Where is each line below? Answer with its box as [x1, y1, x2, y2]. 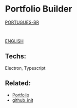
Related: [5, 79, 31, 88]
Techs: [5, 52, 27, 61]
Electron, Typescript [5, 65, 46, 71]
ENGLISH [5, 38, 24, 44]
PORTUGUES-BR [5, 19, 39, 25]
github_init [12, 97, 33, 103]
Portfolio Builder [5, 3, 72, 15]
